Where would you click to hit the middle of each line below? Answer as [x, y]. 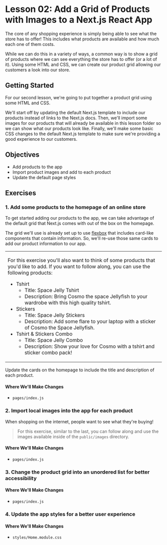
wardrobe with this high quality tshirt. [68, 303]
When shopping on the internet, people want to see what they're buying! [79, 421]
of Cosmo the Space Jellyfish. [60, 328]
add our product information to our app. [46, 244]
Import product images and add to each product [61, 172]
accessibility [21, 478]
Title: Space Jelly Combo [54, 340]
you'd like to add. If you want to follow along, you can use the [79, 267]
